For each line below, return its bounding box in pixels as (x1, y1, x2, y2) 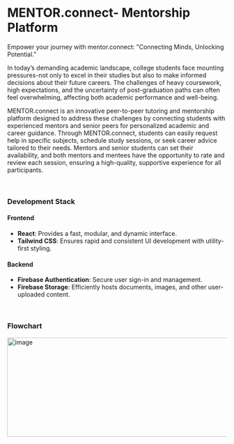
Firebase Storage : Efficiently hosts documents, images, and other (17, 283, 207, 292)
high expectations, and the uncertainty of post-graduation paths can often (7, 86, 221, 94)
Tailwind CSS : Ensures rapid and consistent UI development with (17, 237, 205, 245)
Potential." (7, 50, 37, 58)
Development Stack (7, 196, 75, 206)
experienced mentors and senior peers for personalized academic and (7, 121, 210, 129)
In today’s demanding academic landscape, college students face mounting (7, 63, 224, 72)
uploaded (17, 290, 45, 299)
